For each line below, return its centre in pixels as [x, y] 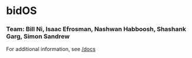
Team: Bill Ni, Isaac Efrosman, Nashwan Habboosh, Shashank [96, 29]
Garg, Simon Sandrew [38, 36]
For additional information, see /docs [51, 49]
